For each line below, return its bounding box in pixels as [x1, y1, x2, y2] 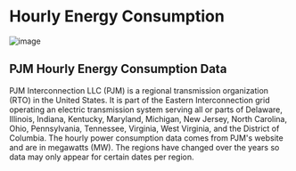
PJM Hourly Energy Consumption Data [9, 61, 227, 77]
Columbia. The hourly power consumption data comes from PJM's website [9, 132, 284, 143]
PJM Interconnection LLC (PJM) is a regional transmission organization [9, 85, 269, 95]
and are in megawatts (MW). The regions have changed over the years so [9, 142, 280, 152]
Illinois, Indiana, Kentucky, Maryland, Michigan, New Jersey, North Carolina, [9, 113, 288, 124]
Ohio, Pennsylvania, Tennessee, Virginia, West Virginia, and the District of [9, 123, 280, 134]
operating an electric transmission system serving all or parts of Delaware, [9, 104, 284, 115]
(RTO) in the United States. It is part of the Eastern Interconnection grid [9, 94, 270, 105]
